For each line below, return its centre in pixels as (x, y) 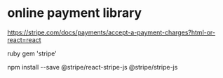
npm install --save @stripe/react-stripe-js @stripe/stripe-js (93, 67)
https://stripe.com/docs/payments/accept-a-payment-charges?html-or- (111, 32)
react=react (24, 39)
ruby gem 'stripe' (32, 53)
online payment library (75, 13)
